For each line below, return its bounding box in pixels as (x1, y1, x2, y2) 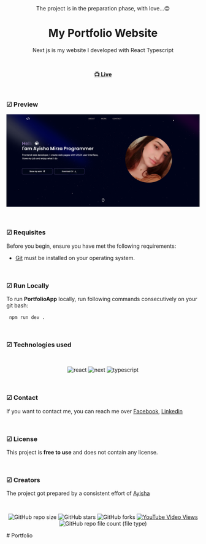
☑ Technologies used (6, 340, 72, 349)
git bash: (6, 302, 29, 309)
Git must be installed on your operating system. (15, 254, 135, 261)
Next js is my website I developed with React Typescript (32, 46, 174, 53)
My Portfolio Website (48, 26, 158, 40)
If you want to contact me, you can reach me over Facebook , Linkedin (6, 407, 183, 415)
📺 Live (94, 71, 112, 78)
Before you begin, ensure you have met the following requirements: (6, 242, 177, 250)
